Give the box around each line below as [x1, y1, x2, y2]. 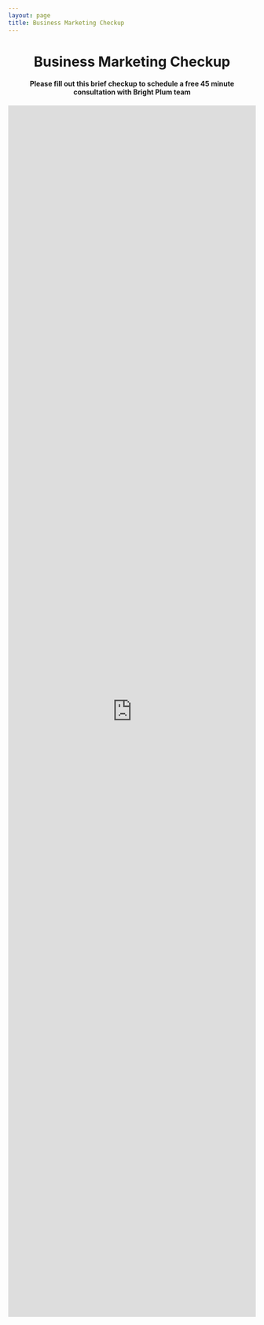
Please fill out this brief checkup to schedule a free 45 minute [29, 79, 235, 89]
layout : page [8, 11, 51, 20]
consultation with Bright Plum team [73, 87, 191, 97]
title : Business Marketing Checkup [8, 19, 125, 27]
